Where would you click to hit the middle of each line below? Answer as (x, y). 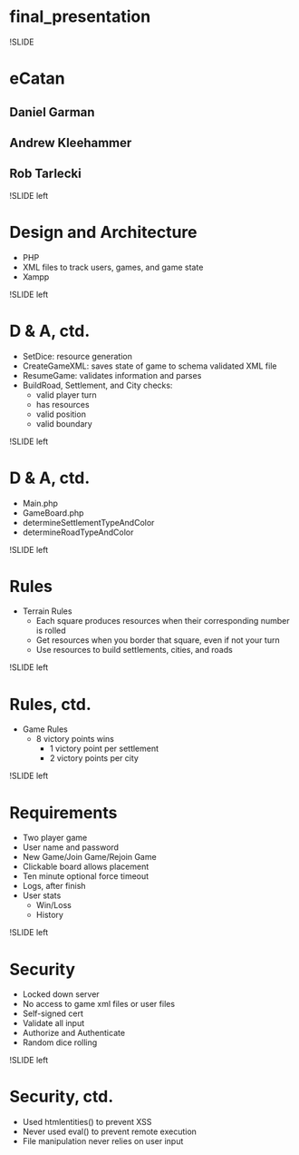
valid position (61, 414)
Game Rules (45, 729)
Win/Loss (54, 905)
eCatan (37, 79)
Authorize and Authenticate (73, 1033)
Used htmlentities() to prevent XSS (87, 1122)
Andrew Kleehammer (71, 143)
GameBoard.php (53, 513)
